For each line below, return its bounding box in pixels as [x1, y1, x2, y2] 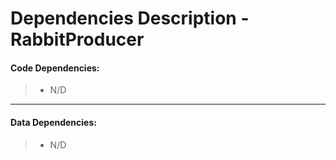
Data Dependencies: [10, 116, 97, 128]
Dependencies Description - [10, 7, 250, 30]
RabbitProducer [10, 28, 145, 51]
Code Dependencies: [10, 62, 100, 74]
